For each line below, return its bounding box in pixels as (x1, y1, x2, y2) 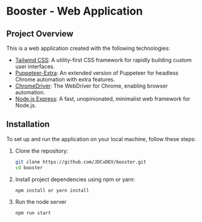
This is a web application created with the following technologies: (6, 44, 170, 52)
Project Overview (6, 29, 74, 39)
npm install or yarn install (15, 187, 89, 193)
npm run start (15, 210, 51, 217)
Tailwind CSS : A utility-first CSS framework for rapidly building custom (15, 57, 192, 63)
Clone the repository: (15, 147, 69, 154)
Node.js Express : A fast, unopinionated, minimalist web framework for (15, 95, 190, 102)
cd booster (15, 164, 43, 171)
